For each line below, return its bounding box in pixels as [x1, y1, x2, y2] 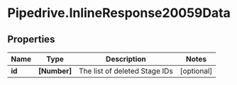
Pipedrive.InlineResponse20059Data [7, 5, 231, 21]
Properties [7, 33, 55, 45]
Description [105, 55, 147, 64]
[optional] [180, 66, 213, 76]
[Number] [38, 66, 72, 76]
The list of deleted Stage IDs [79, 66, 174, 76]
